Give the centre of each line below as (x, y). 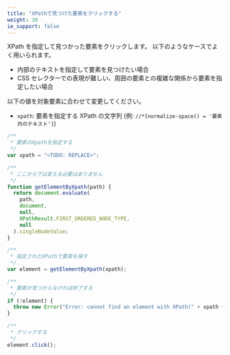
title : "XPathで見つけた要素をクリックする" (64, 13)
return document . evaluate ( (52, 193)
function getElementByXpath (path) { (59, 187)
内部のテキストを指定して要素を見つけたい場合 (83, 70)
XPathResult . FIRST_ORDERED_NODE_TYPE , (75, 219)
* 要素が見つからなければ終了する (51, 288)
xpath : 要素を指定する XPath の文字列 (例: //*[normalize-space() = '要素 (119, 116)
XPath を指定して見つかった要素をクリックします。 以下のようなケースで (110, 47)
